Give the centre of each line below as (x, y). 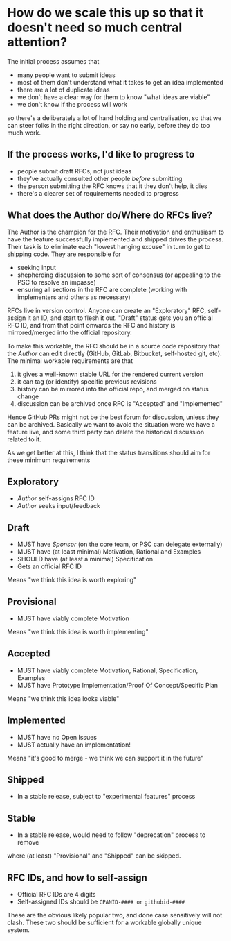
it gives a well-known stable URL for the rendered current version (110, 374)
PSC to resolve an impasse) (56, 282)
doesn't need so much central (95, 27)
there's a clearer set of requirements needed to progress (98, 193)
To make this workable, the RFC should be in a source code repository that (113, 346)
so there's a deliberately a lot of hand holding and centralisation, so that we (114, 118)
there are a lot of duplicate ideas (63, 90)
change (28, 396)
